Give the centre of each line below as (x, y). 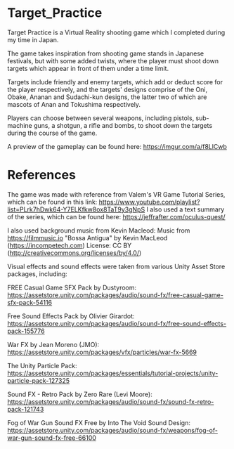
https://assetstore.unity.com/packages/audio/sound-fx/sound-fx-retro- (111, 401)
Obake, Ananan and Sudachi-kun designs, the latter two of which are (107, 97)
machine (20, 125)
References (41, 175)
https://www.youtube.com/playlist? (149, 202)
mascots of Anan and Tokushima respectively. (74, 104)
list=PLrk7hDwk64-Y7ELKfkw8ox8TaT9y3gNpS (76, 209)
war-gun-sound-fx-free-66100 (52, 438)
